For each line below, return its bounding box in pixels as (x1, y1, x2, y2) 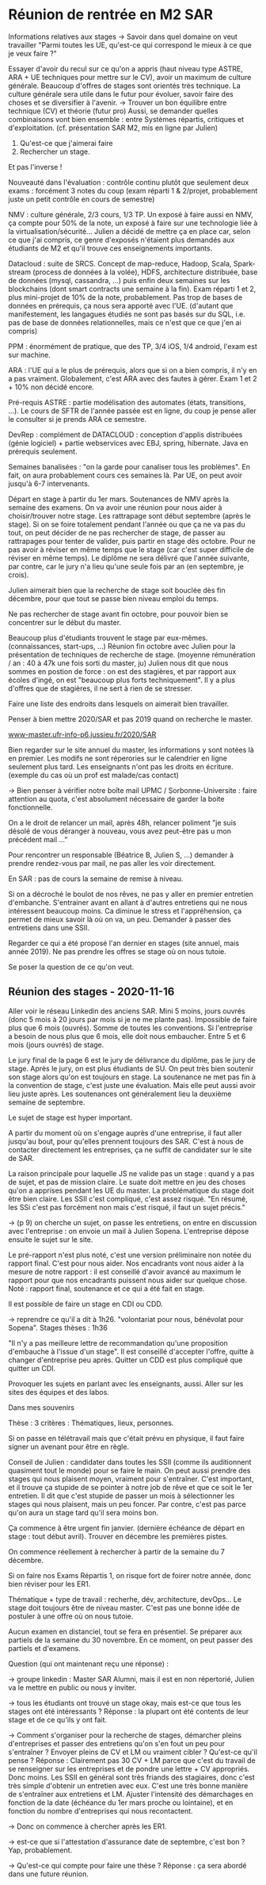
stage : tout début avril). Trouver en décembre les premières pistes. (8, 1531, 228, 1541)
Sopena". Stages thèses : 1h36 (8, 1323, 108, 1332)
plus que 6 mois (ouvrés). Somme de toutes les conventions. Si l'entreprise (8, 1023, 253, 1033)
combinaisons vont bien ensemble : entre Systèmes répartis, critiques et (8, 114, 245, 124)
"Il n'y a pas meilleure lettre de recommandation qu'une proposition (8, 1338, 228, 1347)
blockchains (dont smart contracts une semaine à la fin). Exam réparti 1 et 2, (8, 284, 256, 293)
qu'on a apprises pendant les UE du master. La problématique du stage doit (8, 1186, 255, 1195)
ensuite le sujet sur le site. (8, 1235, 93, 1244)
